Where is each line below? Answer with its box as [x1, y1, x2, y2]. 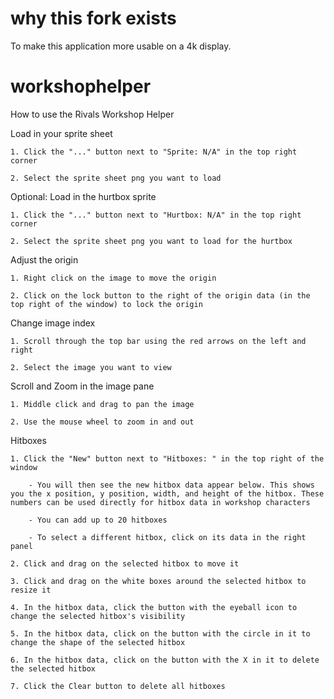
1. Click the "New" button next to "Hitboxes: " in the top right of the [10, 453, 325, 464]
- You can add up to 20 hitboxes [28, 515, 168, 525]
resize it [10, 585, 52, 595]
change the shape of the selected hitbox [10, 637, 186, 647]
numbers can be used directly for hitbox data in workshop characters [10, 497, 311, 507]
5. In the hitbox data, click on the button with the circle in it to [10, 628, 311, 639]
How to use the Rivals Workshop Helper [10, 108, 175, 120]
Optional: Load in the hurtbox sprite [10, 190, 157, 202]
